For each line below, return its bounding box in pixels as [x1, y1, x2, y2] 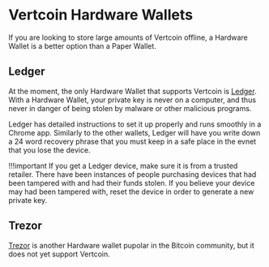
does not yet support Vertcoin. [8, 249, 111, 259]
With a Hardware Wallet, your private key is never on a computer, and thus [8, 95, 257, 105]
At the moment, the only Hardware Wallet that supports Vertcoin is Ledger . [8, 86, 257, 96]
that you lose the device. [8, 144, 91, 155]
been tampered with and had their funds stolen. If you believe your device [8, 178, 255, 187]
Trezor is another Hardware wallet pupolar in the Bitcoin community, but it [8, 240, 255, 250]
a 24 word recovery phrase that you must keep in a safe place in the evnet [8, 136, 257, 146]
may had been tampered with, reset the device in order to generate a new [8, 187, 254, 196]
